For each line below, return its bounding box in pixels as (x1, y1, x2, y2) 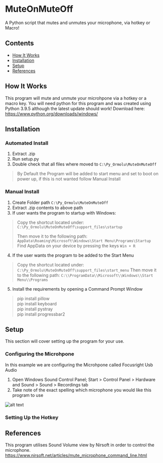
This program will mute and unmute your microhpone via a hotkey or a (5, 95, 147, 101)
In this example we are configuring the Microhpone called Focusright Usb (5, 362, 153, 368)
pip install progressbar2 (17, 311, 65, 317)
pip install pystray (17, 306, 53, 312)
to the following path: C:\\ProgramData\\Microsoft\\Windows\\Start (17, 272, 153, 278)
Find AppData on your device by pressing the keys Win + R (17, 243, 136, 248)
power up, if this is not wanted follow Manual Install (17, 176, 121, 182)
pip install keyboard (17, 300, 57, 306)
